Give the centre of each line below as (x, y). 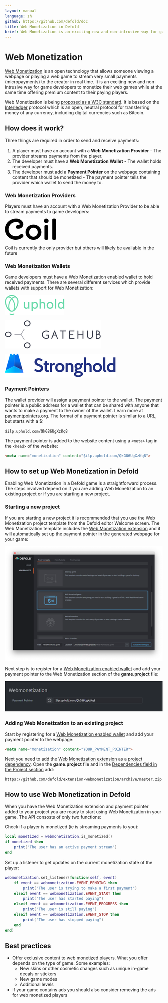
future (11, 253)
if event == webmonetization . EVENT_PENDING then (66, 883)
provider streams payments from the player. (57, 156)
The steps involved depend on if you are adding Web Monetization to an (79, 489)
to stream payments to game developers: (47, 212)
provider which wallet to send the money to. (58, 182)
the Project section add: (30, 769)
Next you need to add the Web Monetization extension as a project (74, 759)
